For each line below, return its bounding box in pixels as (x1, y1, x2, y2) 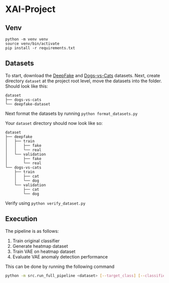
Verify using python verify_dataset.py (5, 200, 86, 206)
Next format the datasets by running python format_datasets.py (5, 110, 138, 116)
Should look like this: (5, 83, 48, 89)
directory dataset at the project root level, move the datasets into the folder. (5, 78, 162, 84)
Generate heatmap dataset (12, 243, 68, 249)
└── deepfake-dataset (5, 101, 51, 106)
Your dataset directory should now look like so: (5, 120, 103, 126)
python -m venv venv (5, 37, 49, 42)
